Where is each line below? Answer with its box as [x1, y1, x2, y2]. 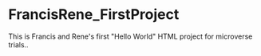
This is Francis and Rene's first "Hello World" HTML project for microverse [8, 32, 253, 41]
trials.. [8, 39, 30, 49]
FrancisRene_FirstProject [8, 6, 180, 24]
